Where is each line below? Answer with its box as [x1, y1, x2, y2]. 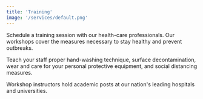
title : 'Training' [6, 9, 53, 15]
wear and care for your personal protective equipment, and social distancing [6, 62, 198, 70]
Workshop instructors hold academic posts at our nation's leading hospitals [6, 80, 195, 88]
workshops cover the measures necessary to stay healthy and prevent [6, 38, 182, 45]
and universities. [6, 87, 47, 94]
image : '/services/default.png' [6, 15, 88, 21]
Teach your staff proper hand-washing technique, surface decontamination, [6, 56, 196, 63]
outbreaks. [6, 44, 33, 52]
